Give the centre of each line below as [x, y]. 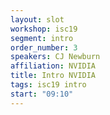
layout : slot [37, 19]
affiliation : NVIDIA [53, 66]
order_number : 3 [44, 47]
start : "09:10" [42, 94]
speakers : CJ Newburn [55, 57]
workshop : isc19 [44, 29]
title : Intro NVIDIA [53, 76]
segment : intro [42, 38]
